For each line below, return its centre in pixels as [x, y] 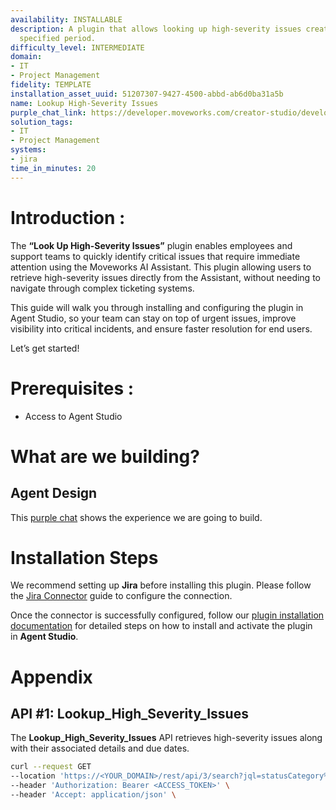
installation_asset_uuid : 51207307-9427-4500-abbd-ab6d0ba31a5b [147, 94]
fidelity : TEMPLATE [51, 85]
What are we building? [105, 456]
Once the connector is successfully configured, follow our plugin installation [167, 615]
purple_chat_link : [48, 112]
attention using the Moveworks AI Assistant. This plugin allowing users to [161, 267]
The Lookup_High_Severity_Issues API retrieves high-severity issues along [166, 738]
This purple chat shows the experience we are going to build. [136, 517]
